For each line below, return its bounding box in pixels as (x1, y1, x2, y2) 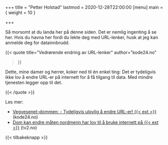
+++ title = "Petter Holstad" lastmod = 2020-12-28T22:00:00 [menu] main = (5, 5, 163, 10)
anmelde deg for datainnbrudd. (5, 40, 70, 46)
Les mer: (5, 99, 24, 105)
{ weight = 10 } (5, 10, 36, 16)
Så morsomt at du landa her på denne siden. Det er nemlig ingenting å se (5, 29, 157, 35)
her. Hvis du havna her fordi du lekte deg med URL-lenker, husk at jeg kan (5, 35, 158, 40)
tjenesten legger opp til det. (5, 80, 63, 85)
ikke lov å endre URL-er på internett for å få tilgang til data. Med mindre (5, 74, 153, 80)
